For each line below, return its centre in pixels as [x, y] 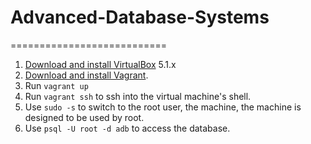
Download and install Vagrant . [86, 75]
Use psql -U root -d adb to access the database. [127, 128]
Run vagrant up [56, 85]
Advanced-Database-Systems [140, 17]
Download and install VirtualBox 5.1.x [100, 64]
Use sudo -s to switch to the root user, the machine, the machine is [163, 107]
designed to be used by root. [84, 117]
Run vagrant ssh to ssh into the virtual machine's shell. [138, 96]
